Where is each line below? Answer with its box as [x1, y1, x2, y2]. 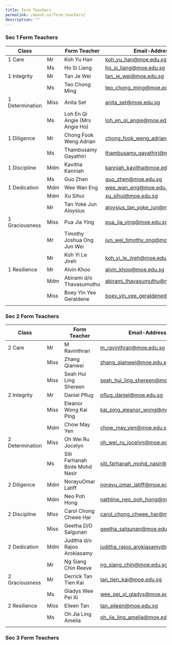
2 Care [8, 344, 25, 351]
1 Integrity [8, 72, 33, 79]
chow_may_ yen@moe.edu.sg [100, 424, 170, 431]
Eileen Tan [64, 602, 90, 609]
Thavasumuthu [64, 280, 101, 287]
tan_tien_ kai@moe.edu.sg [100, 576, 162, 583]
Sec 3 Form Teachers [5, 634, 59, 641]
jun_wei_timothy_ [105, 236, 146, 243]
